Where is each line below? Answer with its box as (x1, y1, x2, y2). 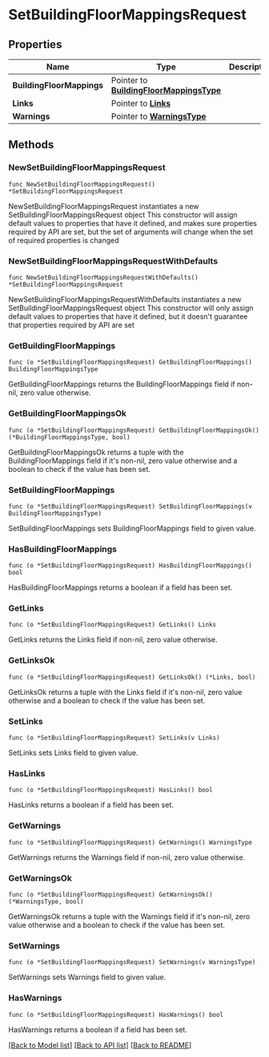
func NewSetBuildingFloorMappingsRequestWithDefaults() (8, 273, 199, 281)
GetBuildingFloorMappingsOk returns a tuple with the (8, 447, 184, 457)
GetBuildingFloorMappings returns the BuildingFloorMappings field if (8, 379, 235, 389)
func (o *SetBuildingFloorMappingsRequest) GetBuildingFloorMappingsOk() (8, 426, 260, 434)
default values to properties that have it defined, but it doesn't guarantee (8, 311, 248, 321)
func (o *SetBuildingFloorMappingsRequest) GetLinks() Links (8, 621, 217, 629)
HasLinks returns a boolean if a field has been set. (8, 800, 174, 810)
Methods (8, 138, 54, 151)
